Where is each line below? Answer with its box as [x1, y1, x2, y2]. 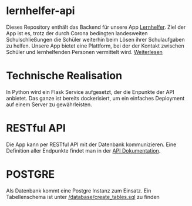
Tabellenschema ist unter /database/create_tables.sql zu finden [6, 193, 160, 200]
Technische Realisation [6, 69, 122, 83]
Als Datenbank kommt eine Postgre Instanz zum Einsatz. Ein [6, 187, 151, 194]
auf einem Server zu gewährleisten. [6, 101, 92, 108]
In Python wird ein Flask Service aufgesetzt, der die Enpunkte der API [6, 88, 174, 95]
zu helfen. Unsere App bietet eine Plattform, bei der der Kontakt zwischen [6, 42, 185, 49]
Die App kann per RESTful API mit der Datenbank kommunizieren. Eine [6, 141, 177, 148]
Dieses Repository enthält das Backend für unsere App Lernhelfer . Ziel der [6, 23, 186, 31]
